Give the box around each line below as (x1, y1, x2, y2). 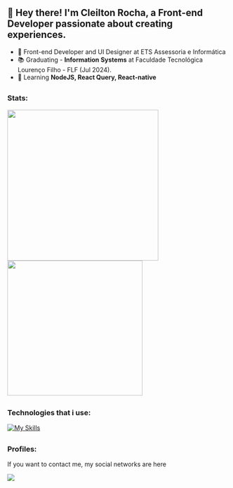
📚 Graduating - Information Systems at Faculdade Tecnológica (17, 55, 204, 64)
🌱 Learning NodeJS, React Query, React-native (17, 73, 157, 81)
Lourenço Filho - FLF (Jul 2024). (17, 65, 112, 74)
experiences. (7, 29, 67, 41)
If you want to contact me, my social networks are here (7, 460, 167, 468)
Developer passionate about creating (7, 18, 173, 30)
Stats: (7, 93, 28, 103)
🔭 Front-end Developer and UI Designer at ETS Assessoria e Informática (17, 47, 226, 56)
